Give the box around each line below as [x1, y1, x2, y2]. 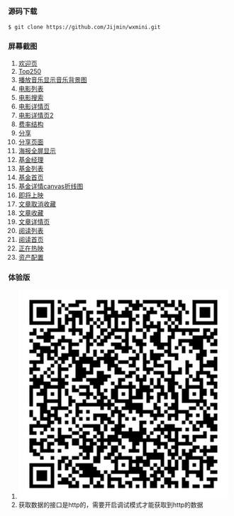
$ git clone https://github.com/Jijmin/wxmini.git [8, 23, 161, 31]
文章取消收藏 [18, 199, 56, 208]
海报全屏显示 [18, 146, 56, 155]
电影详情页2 [18, 111, 54, 119]
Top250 [18, 67, 42, 75]
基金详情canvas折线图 [18, 182, 84, 190]
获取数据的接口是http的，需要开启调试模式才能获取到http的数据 [18, 500, 204, 509]
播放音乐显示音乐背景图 [18, 75, 87, 84]
